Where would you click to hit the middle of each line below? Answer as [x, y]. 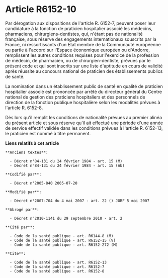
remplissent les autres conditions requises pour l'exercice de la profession [82, 55]
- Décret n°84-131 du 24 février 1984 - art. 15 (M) [66, 161]
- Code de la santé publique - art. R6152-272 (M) [64, 245]
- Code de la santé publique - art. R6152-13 [58, 262]
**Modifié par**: [23, 192]
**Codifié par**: [23, 174]
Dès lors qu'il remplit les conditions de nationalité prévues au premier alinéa [84, 117]
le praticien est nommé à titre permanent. [48, 133]
